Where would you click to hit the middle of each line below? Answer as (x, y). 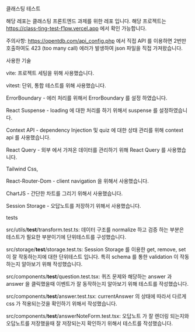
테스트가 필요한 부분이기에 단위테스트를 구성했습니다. (66, 237)
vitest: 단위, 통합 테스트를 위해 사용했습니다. (56, 85)
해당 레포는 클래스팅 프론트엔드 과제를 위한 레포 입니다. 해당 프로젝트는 (86, 21)
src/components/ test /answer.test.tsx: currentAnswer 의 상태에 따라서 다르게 (96, 296)
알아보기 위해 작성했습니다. (52, 264)
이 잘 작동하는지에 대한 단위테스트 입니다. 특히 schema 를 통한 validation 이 (92, 257)
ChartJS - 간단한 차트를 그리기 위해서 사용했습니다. (65, 193)
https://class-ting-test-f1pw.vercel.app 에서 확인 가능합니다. (76, 28)
